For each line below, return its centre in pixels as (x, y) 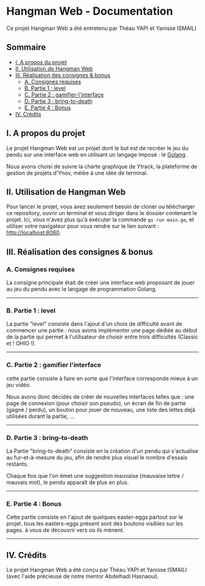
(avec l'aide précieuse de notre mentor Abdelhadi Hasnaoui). (83, 576)
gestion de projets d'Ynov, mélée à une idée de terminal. (77, 173)
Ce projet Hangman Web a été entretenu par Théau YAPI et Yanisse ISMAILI (101, 28)
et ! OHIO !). (21, 343)
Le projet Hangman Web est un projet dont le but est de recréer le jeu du (98, 148)
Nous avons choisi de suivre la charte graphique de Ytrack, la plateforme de (102, 166)
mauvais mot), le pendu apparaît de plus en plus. (68, 482)
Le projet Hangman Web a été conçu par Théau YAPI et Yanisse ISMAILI (97, 570)
